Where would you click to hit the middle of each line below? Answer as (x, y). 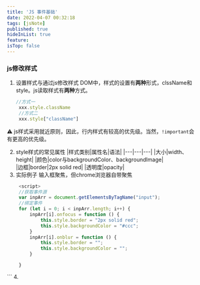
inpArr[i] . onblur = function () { (73, 237)
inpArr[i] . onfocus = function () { (74, 215)
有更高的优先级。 (28, 139)
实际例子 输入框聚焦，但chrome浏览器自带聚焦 (74, 175)
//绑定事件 (30, 203)
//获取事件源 (33, 192)
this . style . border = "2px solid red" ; (90, 220)
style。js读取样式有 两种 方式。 (53, 90)
